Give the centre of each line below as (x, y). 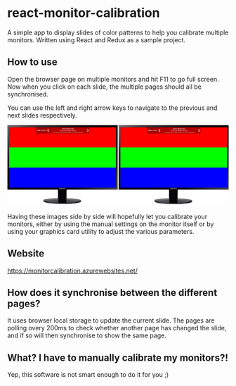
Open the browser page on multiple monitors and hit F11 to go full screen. (113, 79)
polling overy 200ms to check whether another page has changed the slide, (117, 328)
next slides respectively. (42, 115)
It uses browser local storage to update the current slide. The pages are (111, 320)
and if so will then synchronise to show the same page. (87, 335)
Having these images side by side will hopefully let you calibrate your (107, 216)
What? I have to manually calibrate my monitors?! (118, 357)
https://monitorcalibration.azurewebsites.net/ (73, 270)
